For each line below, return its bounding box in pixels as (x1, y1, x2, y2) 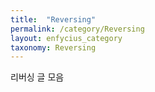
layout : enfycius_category (10, 33, 123, 43)
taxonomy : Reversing (10, 42, 97, 53)
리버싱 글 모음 (10, 71, 65, 83)
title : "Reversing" (10, 14, 97, 25)
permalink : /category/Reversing (10, 24, 145, 34)
